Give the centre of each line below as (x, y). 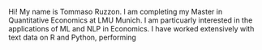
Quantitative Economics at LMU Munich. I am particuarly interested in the (131, 20)
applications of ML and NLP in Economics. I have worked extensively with (131, 29)
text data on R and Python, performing (72, 37)
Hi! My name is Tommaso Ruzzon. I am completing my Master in (116, 12)
